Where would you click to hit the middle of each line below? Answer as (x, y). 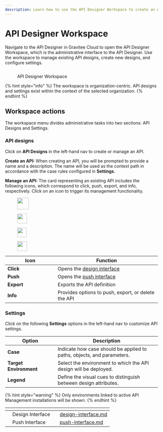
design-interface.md (84, 414)
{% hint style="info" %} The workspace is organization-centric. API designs (81, 86)
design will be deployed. (85, 369)
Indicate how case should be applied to (102, 349)
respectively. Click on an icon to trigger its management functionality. (74, 191)
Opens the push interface (86, 276)
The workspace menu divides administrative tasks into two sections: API (77, 123)
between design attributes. (88, 383)
